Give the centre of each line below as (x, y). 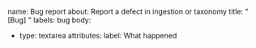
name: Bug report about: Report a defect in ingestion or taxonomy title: (126, 12)
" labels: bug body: (60, 20)
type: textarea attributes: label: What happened (98, 36)
